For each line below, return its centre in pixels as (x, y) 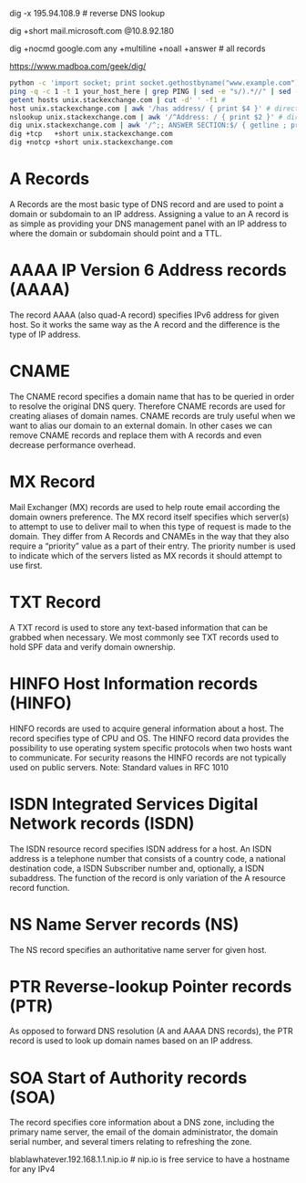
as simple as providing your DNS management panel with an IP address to (148, 224)
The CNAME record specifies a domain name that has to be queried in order (152, 396)
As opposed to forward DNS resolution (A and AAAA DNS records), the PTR (151, 1031)
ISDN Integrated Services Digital (134, 804)
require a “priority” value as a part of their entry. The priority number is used (153, 546)
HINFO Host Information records (134, 683)
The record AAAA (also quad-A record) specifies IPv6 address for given (144, 315)
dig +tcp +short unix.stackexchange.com (91, 134)
